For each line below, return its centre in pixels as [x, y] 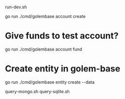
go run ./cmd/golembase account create [45, 16]
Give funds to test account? [62, 36]
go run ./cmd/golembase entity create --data [50, 82]
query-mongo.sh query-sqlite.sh [38, 91]
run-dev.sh [16, 7]
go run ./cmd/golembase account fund [44, 49]
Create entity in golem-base [63, 69]
